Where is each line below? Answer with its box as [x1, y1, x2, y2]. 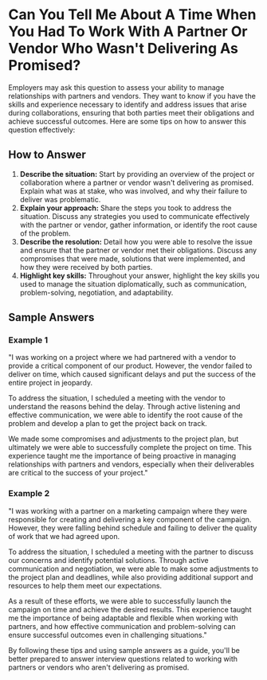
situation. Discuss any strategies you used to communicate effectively [19, 211, 250, 221]
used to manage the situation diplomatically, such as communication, [19, 279, 247, 288]
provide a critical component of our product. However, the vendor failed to [8, 361, 253, 371]
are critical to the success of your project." [8, 468, 148, 478]
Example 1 [8, 334, 49, 346]
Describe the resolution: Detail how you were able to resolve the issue [19, 236, 253, 246]
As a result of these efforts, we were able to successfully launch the [8, 596, 232, 606]
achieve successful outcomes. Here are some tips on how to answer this [8, 116, 247, 126]
